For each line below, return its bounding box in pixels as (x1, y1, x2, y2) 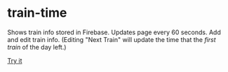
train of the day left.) (7, 43, 67, 51)
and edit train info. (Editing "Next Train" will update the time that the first (7, 35, 216, 43)
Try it (7, 56, 22, 64)
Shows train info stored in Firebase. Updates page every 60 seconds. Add (7, 28, 221, 36)
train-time (7, 5, 67, 21)
